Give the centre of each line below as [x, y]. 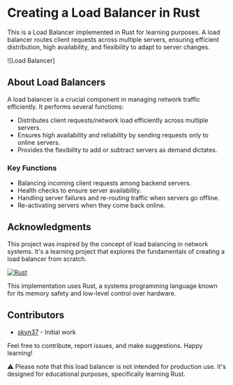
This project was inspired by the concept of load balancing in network [108, 244]
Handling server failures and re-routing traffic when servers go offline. [118, 198]
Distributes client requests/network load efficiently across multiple [113, 120]
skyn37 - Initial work [47, 332]
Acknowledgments [50, 227]
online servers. [39, 142]
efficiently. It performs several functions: [66, 107]
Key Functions [32, 167]
